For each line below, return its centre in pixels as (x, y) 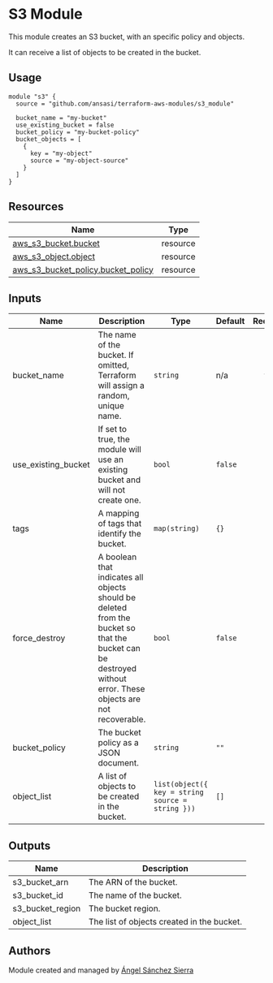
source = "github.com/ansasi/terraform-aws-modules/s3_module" (125, 103)
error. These (121, 689)
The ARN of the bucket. (133, 882)
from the (114, 618)
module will (120, 450)
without (113, 679)
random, (114, 396)
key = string (179, 793)
